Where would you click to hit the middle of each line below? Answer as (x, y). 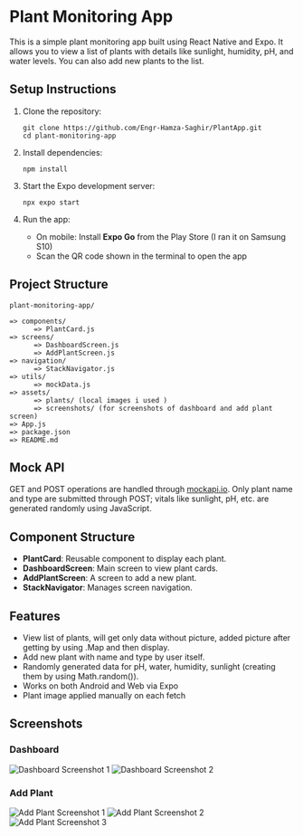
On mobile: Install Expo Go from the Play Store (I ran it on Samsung (161, 236)
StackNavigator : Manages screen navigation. (107, 588)
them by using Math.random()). (80, 676)
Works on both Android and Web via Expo (100, 686)
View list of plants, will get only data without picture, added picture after (156, 638)
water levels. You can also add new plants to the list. (107, 61)
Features (35, 616)
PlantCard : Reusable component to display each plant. (124, 559)
